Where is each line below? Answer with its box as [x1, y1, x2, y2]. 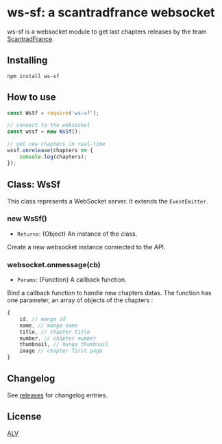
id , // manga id [19, 315, 66, 323]
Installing [7, 55, 48, 66]
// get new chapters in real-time [7, 140, 106, 148]
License [7, 411, 42, 423]
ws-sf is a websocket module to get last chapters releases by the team [7, 27, 207, 36]
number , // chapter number [19, 334, 97, 342]
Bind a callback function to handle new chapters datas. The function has [7, 289, 212, 297]
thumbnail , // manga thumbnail [19, 341, 109, 348]
